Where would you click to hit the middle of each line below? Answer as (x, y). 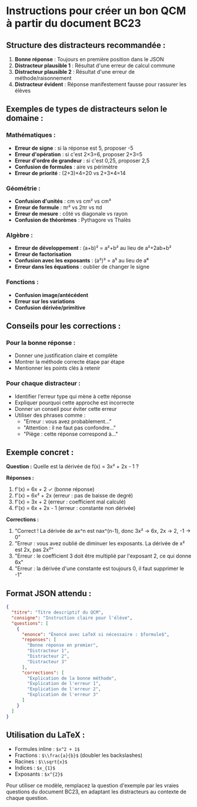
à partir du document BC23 (74, 23)
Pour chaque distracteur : (43, 383)
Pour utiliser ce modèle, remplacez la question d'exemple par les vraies (93, 786)
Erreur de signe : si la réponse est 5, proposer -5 (74, 148)
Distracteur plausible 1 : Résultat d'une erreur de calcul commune (95, 65)
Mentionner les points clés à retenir (57, 368)
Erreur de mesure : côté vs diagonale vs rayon (71, 213)
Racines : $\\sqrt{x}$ (41, 762)
